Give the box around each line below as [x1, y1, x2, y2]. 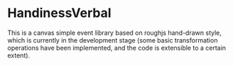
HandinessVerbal [7, 5, 112, 21]
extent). [7, 51, 31, 60]
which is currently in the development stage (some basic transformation [7, 35, 218, 44]
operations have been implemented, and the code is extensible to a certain [7, 43, 226, 52]
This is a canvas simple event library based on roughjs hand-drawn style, [7, 28, 222, 37]
